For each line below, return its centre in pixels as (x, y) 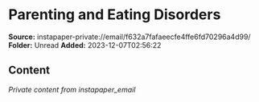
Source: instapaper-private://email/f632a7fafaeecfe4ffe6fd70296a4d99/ (129, 37)
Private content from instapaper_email (72, 89)
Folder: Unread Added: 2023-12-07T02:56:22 (85, 45)
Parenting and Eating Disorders (115, 15)
